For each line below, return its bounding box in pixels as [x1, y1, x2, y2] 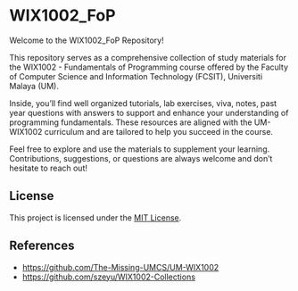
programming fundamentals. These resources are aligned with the [9, 117, 252, 128]
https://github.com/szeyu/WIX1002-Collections [21, 271, 196, 282]
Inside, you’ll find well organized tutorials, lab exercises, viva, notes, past [9, 97, 277, 108]
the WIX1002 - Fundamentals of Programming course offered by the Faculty [9, 62, 288, 72]
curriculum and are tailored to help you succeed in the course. [44, 126, 274, 137]
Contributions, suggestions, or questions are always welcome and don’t [9, 153, 273, 163]
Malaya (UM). [9, 80, 60, 91]
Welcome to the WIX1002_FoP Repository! [9, 35, 164, 46]
